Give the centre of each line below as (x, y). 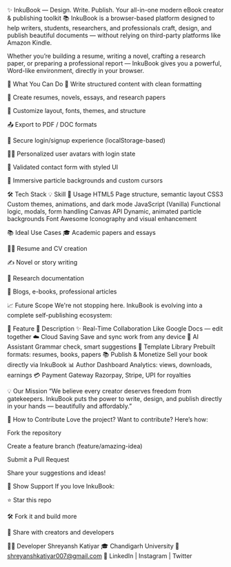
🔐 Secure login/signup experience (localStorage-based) (86, 140)
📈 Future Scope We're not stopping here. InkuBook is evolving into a (105, 305)
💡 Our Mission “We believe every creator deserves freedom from (99, 391)
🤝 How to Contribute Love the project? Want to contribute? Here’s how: (108, 419)
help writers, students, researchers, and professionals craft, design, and (110, 28)
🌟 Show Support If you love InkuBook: (61, 486)
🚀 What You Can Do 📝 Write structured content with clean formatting (104, 84)
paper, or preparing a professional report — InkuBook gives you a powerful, (114, 63)
